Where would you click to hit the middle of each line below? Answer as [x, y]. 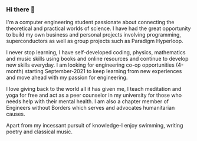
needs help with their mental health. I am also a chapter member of [88, 101]
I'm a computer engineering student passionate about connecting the [90, 22]
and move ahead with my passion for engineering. [67, 78]
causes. [16, 114]
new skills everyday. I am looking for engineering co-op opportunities [91, 65]
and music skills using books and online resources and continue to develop [97, 59]
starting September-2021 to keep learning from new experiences [103, 71]
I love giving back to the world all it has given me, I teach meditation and [94, 89]
